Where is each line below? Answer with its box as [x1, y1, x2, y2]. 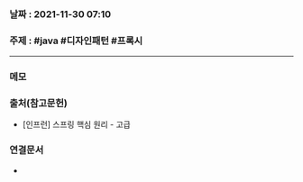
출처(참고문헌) [9, 97, 68, 110]
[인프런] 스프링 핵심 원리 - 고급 [22, 119, 131, 130]
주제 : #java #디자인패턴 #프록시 [9, 34, 143, 47]
